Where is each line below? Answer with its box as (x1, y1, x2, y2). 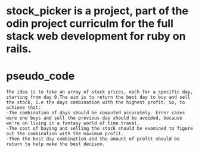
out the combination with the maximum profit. (6, 131, 124, 137)
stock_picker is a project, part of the (6, 4, 189, 18)
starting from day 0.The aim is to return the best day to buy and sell (6, 94, 191, 101)
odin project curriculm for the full (6, 17, 174, 30)
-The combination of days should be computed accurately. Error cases (6, 110, 185, 116)
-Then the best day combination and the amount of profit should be (6, 136, 180, 142)
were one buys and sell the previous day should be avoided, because (6, 115, 183, 121)
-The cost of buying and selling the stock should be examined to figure (6, 126, 194, 132)
